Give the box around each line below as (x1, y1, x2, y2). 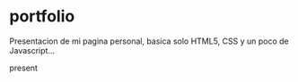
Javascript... (9, 45, 56, 55)
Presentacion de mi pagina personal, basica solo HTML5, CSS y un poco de (9, 36, 289, 46)
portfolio (9, 6, 75, 27)
